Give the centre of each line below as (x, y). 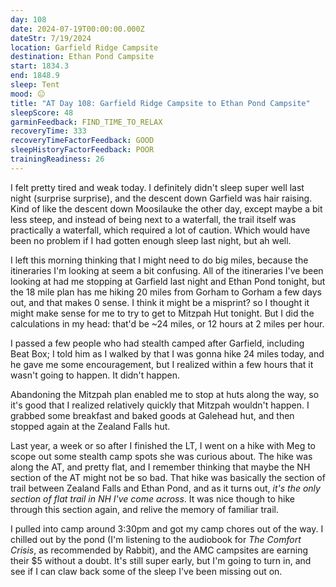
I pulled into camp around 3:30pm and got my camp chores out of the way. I (167, 528)
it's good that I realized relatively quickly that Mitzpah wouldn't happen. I (160, 405)
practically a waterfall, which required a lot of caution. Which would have (160, 230)
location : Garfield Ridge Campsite (84, 47)
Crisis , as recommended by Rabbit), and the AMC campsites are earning (159, 550)
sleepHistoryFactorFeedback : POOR (82, 150)
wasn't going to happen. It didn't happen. (95, 375)
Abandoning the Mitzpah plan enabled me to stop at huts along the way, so (165, 394)
